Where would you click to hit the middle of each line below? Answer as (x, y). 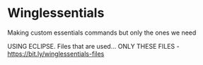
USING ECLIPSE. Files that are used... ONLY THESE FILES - (93, 46)
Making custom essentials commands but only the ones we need (102, 32)
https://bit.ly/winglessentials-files (56, 54)
